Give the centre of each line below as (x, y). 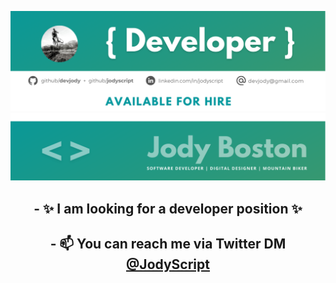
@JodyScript (168, 264)
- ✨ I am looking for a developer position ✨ (168, 208)
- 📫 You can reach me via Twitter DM (168, 244)
